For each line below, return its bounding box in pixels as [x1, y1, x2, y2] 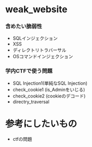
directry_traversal [12, 99, 50, 105]
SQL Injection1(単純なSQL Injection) [12, 80, 88, 86]
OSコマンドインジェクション [12, 54, 73, 60]
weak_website [5, 4, 67, 15]
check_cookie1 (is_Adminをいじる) [12, 86, 85, 92]
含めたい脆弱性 [5, 23, 42, 30]
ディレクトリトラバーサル [12, 47, 66, 53]
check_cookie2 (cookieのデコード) [12, 93, 86, 99]
